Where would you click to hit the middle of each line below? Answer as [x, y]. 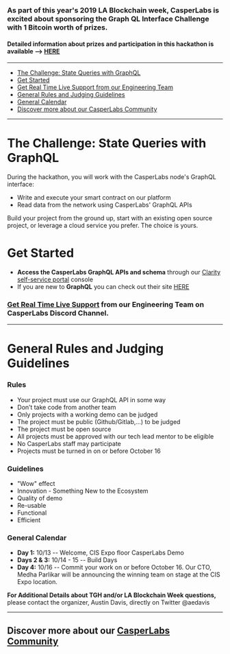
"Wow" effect [36, 484]
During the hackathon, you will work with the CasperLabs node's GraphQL [112, 177]
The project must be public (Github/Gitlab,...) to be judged [99, 421]
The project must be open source [64, 429]
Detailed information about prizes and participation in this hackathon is [111, 44]
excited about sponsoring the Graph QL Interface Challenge [108, 19]
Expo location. [37, 582]
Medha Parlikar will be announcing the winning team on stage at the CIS [118, 574]
